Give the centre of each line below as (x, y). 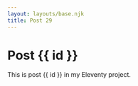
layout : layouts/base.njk (46, 14)
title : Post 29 (30, 20)
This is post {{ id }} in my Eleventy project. (69, 75)
